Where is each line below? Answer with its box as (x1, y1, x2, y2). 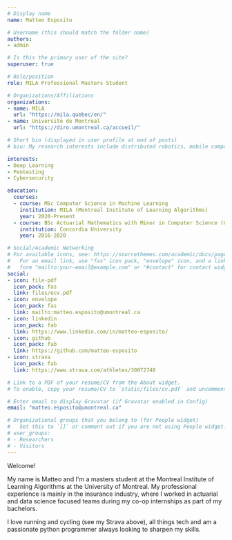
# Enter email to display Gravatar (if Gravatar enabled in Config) (7, 398, 209, 405)
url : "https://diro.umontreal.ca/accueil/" (13, 124, 140, 131)
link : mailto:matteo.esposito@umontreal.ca (13, 309, 140, 316)
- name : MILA (7, 105, 45, 112)
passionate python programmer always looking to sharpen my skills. (7, 525, 202, 533)
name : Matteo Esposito (7, 17, 72, 23)
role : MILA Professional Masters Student (7, 79, 128, 86)
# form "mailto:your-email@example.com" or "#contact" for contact (7, 264, 212, 271)
